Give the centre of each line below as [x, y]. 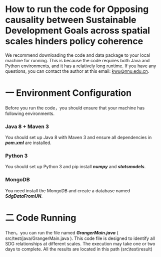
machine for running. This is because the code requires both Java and [77, 60]
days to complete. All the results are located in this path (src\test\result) [79, 249]
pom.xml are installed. [28, 143]
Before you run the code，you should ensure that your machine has [75, 108]
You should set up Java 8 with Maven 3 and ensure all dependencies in [78, 138]
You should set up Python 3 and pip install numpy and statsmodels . [75, 167]
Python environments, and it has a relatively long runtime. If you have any [81, 66]
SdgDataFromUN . [24, 196]
